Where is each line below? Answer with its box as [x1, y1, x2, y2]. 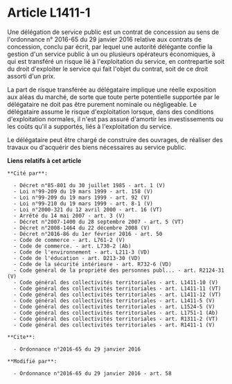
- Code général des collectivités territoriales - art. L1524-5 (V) [13, 303, 215, 310]
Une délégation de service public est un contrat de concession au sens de [7, 28, 220, 36]
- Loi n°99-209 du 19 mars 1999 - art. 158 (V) [13, 188, 154, 195]
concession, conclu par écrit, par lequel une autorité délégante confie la [7, 42, 213, 51]
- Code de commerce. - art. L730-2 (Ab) [13, 243, 132, 250]
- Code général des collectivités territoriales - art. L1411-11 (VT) [13, 285, 222, 292]
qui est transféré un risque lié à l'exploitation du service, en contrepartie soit [7, 57, 225, 65]
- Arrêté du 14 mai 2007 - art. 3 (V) [13, 212, 126, 219]
